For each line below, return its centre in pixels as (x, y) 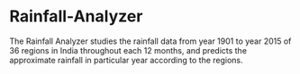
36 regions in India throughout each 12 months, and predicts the (128, 50)
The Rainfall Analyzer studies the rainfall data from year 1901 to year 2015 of (150, 41)
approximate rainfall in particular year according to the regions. (126, 60)
